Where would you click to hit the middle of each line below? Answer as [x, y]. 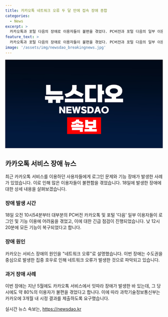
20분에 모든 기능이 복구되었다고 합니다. [43, 227]
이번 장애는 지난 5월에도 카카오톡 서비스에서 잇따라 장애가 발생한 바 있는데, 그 [80, 285]
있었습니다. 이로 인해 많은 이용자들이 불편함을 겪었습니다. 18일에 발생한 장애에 [86, 183]
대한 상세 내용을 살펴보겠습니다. [36, 189]
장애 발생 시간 [21, 203]
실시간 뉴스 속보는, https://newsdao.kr [43, 309]
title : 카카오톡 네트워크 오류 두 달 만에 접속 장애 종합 [56, 10]
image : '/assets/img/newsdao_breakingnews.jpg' [56, 47]
